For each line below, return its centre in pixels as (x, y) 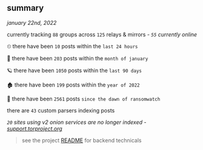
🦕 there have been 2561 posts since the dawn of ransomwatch (84, 99)
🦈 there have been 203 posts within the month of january (78, 58)
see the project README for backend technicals (82, 140)
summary (25, 8)
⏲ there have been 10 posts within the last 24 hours (72, 46)
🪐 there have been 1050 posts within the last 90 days (74, 70)
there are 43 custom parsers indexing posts (61, 110)
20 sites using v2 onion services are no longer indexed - (77, 122)
